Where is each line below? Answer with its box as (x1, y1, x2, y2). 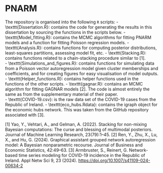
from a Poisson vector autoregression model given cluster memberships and (5, 65, 159, 71)
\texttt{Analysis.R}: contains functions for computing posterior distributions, (5, 45, 157, 51)
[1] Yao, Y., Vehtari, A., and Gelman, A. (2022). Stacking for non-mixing (5, 121, 147, 127)
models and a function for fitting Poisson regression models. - (5, 39, 129, 45)
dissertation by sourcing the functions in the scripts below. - (5, 29, 126, 35)
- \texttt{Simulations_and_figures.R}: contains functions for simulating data (5, 60, 155, 66)
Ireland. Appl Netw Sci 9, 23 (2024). (5, 157, 77, 163)
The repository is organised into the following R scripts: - (5, 19, 119, 25)
